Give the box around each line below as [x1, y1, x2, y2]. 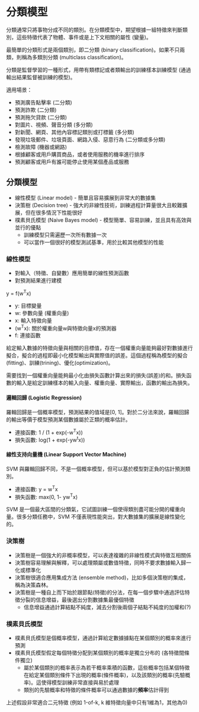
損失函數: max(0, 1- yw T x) [14, 492, 78, 500]
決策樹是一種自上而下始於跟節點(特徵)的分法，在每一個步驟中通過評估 [14, 589, 185, 596]
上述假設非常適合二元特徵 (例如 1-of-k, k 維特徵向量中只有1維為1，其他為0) [6, 698, 188, 706]
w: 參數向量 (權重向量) [14, 309, 69, 316]
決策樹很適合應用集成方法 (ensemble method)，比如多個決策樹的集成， [14, 574, 189, 581]
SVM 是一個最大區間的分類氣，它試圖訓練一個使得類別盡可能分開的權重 [6, 506, 181, 513]
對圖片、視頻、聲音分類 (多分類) [14, 121, 93, 128]
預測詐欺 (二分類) [14, 106, 57, 113]
